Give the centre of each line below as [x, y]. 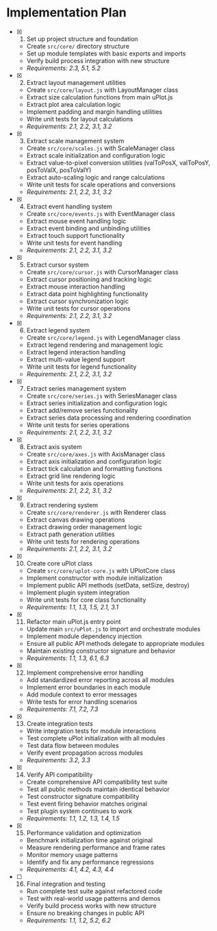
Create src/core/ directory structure [78, 46]
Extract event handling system [69, 206]
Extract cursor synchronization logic [78, 301]
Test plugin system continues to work [79, 811]
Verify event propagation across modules [85, 753]
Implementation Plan [67, 13]
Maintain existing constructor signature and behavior [101, 651]
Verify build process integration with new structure [98, 60]
